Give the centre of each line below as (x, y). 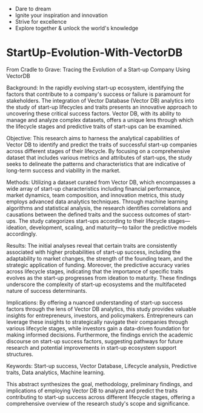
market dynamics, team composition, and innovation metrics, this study (95, 195)
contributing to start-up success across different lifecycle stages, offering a (101, 397)
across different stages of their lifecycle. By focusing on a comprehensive (98, 151)
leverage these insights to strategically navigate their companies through (97, 322)
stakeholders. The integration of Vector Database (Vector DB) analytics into (100, 100)
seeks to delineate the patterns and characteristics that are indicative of (96, 164)
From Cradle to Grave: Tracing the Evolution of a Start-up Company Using (98, 69)
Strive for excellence (41, 22)
